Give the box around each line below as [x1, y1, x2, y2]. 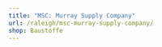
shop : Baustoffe [8, 26, 63, 34]
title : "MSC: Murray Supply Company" [8, 11, 136, 20]
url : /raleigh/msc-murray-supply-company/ [8, 19, 154, 27]
